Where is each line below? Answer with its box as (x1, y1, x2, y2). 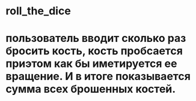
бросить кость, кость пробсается (5, 44, 183, 58)
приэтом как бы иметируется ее (5, 57, 177, 71)
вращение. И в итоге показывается (5, 70, 191, 83)
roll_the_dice (5, 4, 72, 18)
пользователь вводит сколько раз (5, 32, 186, 45)
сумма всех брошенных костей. (5, 82, 176, 96)
